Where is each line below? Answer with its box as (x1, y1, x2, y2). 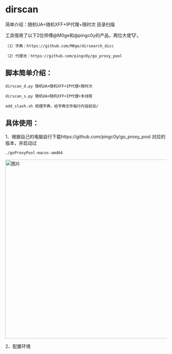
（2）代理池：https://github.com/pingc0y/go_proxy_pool (5, 53, 122, 59)
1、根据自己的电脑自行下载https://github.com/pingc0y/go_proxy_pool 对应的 (5, 133, 165, 139)
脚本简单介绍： (5, 68, 53, 78)
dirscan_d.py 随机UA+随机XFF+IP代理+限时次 (5, 83, 93, 88)
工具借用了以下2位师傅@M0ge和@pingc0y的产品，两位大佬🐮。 (5, 32, 141, 38)
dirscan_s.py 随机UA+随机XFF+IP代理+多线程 (5, 94, 93, 99)
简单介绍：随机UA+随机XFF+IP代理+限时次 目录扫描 (5, 21, 115, 27)
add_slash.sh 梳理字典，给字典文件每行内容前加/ (5, 103, 99, 109)
